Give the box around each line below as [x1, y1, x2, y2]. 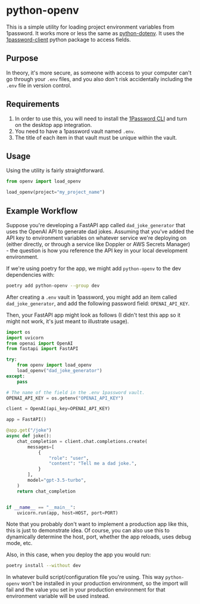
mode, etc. [6, 540, 33, 547]
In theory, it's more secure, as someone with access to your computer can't [6, 69, 192, 76]
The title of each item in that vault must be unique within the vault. [14, 134, 177, 141]
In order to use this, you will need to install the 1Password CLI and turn [14, 114, 187, 122]
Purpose [6, 53, 39, 63]
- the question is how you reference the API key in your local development [6, 247, 188, 254]
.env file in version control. [6, 82, 71, 89]
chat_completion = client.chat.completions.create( [17, 438, 148, 444]
